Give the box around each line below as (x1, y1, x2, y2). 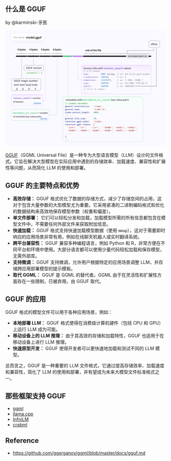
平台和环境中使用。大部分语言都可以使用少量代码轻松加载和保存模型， (17, 246, 164, 253)
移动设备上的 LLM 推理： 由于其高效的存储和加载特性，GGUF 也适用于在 (12, 333, 164, 339)
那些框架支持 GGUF (5, 391, 66, 400)
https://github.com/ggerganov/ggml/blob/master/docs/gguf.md (12, 450, 146, 456)
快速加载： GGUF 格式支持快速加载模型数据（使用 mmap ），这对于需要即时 (12, 227, 165, 234)
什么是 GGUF (5, 5, 46, 14)
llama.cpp (12, 411, 34, 417)
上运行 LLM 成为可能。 (12, 326, 61, 332)
